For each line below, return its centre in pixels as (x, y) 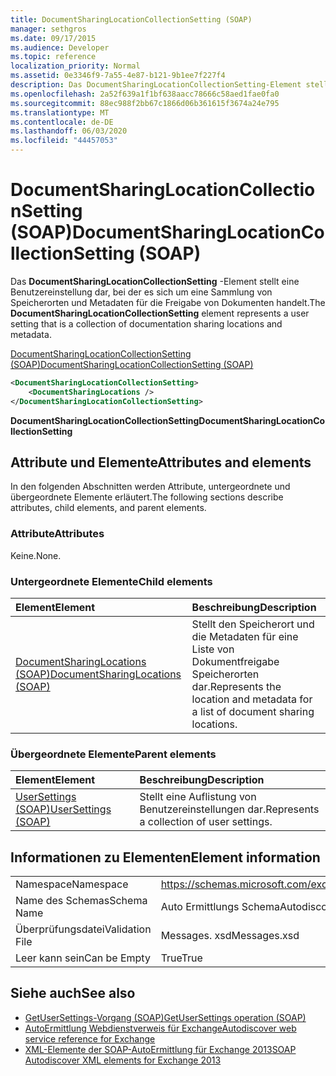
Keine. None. (36, 555)
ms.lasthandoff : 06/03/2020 (69, 131)
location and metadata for (252, 699)
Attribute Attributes (57, 534)
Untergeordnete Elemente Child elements (111, 581)
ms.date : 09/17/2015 (53, 38)
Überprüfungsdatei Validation (83, 929)
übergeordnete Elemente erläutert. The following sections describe (147, 497)
